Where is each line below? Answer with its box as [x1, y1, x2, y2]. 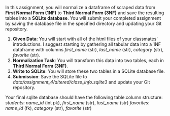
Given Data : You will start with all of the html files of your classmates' [12, 36, 158, 42]
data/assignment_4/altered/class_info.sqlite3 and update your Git [12, 79, 150, 85]
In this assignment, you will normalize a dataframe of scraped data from [5, 5, 156, 10]
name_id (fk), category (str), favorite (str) [5, 105, 92, 111]
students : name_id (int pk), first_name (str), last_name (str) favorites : [5, 100, 150, 106]
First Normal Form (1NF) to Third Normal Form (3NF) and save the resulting [5, 10, 164, 16]
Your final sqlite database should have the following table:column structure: [5, 94, 163, 100]
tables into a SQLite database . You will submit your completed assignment [5, 15, 161, 21]
